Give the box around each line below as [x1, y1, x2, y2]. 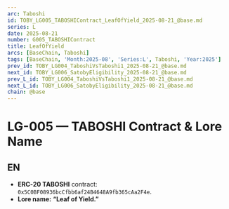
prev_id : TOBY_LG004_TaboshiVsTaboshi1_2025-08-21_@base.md [7, 62, 188, 69]
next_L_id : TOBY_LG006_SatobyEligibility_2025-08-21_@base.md [7, 82, 193, 89]
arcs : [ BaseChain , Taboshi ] [7, 50, 90, 57]
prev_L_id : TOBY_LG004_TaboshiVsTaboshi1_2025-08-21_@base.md [7, 75, 193, 83]
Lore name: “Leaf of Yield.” [17, 195, 99, 203]
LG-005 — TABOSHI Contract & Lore [7, 119, 223, 135]
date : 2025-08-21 [7, 29, 58, 37]
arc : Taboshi [7, 10, 46, 18]
